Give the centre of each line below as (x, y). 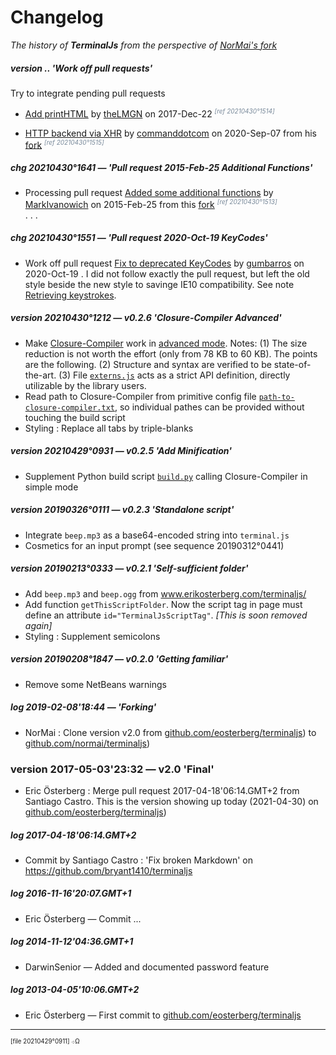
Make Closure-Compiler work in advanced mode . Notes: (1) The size (166, 343)
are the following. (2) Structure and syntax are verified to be (148, 364)
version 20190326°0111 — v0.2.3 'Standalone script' (122, 510)
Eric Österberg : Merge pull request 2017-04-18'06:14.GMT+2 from (162, 790)
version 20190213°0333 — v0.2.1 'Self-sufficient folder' (129, 568)
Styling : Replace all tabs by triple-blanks (109, 428)
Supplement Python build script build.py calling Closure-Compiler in (166, 476)
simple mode (51, 487)
